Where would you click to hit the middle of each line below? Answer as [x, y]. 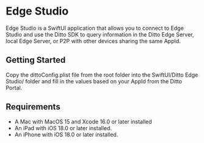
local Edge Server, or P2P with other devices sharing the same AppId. [93, 41]
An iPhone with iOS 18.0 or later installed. [66, 134]
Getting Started [36, 60]
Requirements [33, 107]
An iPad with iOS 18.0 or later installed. [63, 128]
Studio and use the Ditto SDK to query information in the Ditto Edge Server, [100, 34]
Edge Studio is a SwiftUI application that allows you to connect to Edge [95, 28]
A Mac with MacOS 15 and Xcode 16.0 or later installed [83, 121]
